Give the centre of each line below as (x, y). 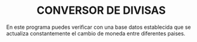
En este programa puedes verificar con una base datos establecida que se (98, 27)
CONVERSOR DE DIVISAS (101, 10)
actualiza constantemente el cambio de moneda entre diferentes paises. (96, 33)
